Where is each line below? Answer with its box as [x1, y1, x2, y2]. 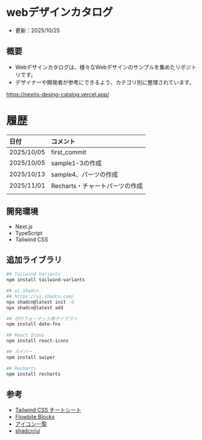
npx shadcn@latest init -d [6, 299, 74, 305]
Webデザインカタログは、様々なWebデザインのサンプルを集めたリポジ [15, 63, 192, 70]
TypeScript [15, 229, 43, 236]
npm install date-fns [6, 321, 61, 327]
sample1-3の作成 [51, 159, 102, 167]
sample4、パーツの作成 [51, 170, 119, 179]
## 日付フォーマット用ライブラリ [6, 316, 77, 322]
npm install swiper [6, 354, 56, 361]
